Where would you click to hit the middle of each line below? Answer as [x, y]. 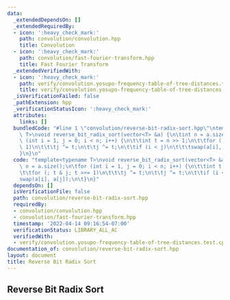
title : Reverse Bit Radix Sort [52, 262]
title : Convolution [47, 45]
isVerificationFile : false [52, 192]
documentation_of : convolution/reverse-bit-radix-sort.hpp [93, 249]
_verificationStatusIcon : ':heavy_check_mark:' [82, 109]
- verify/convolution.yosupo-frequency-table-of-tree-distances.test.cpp [120, 243]
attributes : [30, 115]
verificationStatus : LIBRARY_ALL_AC [65, 230]
